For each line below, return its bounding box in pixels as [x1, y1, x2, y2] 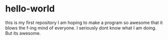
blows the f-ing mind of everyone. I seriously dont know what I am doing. [5, 24, 157, 30]
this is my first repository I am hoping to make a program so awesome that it [5, 19, 163, 25]
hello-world [5, 3, 55, 14]
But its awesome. [5, 30, 41, 36]
